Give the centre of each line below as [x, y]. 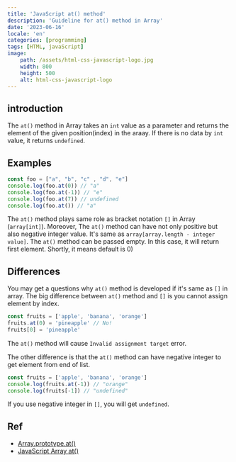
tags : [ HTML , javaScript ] [45, 47]
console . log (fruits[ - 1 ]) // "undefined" [68, 390]
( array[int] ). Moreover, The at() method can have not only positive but [113, 227]
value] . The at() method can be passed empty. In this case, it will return [113, 242]
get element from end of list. [49, 364]
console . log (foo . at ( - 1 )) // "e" [55, 192]
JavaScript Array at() [48, 451]
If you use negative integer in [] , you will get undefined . [89, 404]
